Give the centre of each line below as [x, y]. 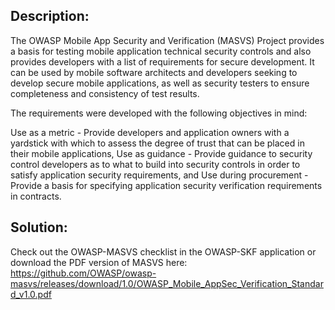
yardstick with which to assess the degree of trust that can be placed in [157, 143]
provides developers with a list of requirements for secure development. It [162, 61]
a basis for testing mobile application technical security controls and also [161, 51]
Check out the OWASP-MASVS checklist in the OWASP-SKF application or [163, 251]
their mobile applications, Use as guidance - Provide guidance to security [161, 153]
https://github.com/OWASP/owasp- [83, 273]
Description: [50, 16]
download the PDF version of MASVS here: [99, 262]
